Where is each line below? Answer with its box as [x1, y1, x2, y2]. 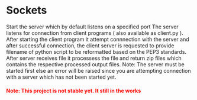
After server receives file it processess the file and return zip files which [6, 54, 182, 62]
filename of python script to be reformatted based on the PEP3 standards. [6, 48, 187, 55]
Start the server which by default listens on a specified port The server [6, 23, 179, 30]
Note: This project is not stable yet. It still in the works [6, 87, 141, 94]
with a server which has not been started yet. [6, 73, 117, 80]
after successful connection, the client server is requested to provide [6, 42, 175, 49]
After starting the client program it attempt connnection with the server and [6, 36, 189, 43]
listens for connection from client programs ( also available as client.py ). [6, 29, 183, 36]
